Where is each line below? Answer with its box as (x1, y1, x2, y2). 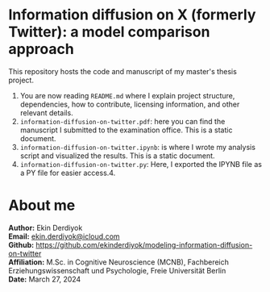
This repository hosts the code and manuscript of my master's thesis (8, 66, 238, 76)
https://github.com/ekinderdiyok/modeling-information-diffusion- (35, 240, 253, 249)
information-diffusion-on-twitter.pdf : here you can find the (19, 116, 226, 126)
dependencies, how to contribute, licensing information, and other (19, 99, 240, 109)
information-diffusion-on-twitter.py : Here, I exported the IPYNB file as (19, 159, 262, 169)
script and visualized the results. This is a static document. (19, 151, 215, 161)
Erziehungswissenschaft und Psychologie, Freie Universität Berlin (8, 265, 226, 275)
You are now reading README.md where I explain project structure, (19, 90, 235, 100)
